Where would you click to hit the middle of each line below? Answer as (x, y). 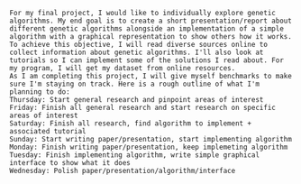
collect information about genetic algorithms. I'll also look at (137, 52)
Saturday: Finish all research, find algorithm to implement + (131, 124)
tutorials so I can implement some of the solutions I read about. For (146, 60)
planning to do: (40, 92)
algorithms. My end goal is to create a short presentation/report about (151, 21)
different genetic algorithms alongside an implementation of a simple (146, 29)
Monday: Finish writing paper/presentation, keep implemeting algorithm (149, 147)
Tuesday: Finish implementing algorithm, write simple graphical (134, 155)
